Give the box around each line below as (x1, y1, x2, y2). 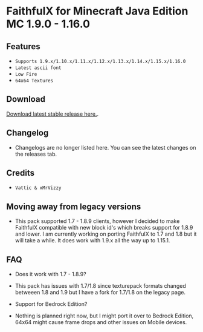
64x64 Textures (14, 78, 54, 84)
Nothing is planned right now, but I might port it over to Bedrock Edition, (14, 312, 194, 319)
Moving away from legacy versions (6, 201, 141, 211)
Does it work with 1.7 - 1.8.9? (14, 271, 86, 278)
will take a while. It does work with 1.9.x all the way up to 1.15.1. (14, 237, 170, 244)
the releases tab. (14, 150, 57, 158)
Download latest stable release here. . (6, 110, 98, 118)
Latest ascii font (14, 65, 62, 71)
